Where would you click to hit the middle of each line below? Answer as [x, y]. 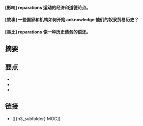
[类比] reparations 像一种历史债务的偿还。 [48, 31]
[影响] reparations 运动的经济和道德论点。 [48, 7]
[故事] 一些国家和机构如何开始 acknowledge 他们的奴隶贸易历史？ [72, 20]
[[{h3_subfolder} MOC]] [36, 119]
